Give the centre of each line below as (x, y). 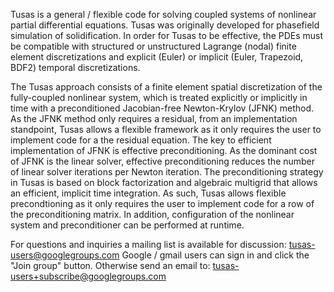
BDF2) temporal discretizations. (75, 67)
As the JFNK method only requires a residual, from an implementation (154, 118)
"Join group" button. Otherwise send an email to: (110, 265)
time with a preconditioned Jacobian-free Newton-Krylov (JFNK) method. (162, 108)
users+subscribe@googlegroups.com (88, 276)
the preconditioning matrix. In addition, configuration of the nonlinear (152, 214)
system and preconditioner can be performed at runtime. (127, 225)
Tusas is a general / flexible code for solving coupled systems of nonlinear (163, 14)
